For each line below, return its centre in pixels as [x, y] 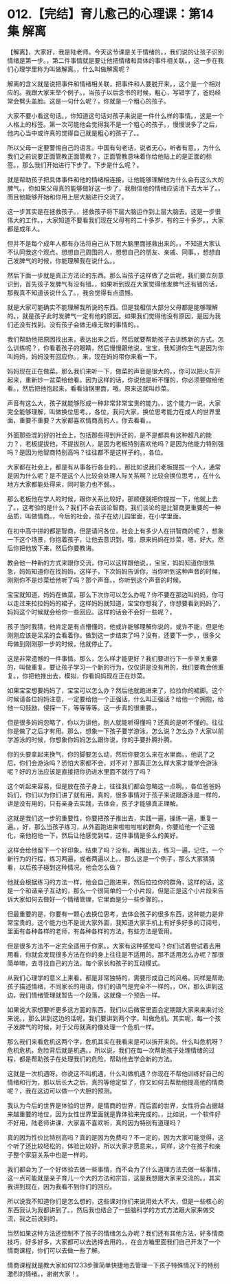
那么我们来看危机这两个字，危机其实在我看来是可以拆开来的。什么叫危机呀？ [115, 1041]
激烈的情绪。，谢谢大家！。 [45, 1274]
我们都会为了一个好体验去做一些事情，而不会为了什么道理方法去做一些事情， [115, 1169]
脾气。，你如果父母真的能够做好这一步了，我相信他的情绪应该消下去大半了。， [115, 188]
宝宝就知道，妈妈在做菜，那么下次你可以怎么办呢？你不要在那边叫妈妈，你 [112, 594]
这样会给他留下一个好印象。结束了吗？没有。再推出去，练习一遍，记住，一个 [115, 850]
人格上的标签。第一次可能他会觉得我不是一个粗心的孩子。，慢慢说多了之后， [114, 124]
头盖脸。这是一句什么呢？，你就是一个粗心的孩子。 [97, 101]
